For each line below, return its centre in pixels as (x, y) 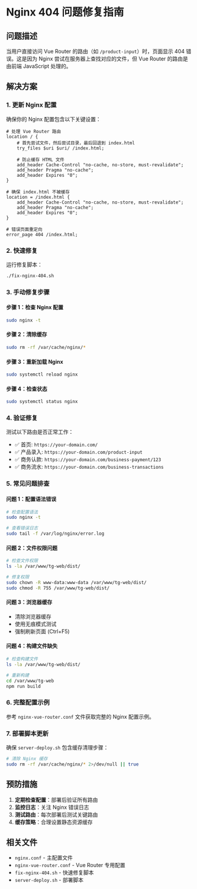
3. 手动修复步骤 (28, 292)
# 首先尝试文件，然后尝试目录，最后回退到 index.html (76, 143)
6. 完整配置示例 (28, 703)
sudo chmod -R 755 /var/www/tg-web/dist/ (58, 588)
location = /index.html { (38, 197)
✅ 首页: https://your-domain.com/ (56, 444)
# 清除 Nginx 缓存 (27, 758)
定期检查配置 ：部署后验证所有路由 (56, 799)
